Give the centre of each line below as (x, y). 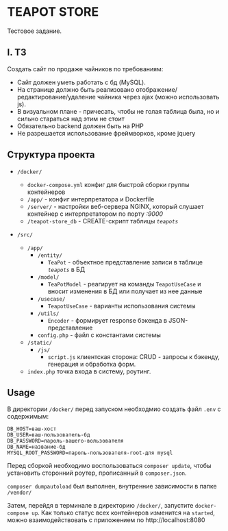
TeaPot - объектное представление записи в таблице (125, 262)
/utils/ (48, 313)
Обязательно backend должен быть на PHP (80, 126)
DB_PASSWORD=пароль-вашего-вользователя (66, 441)
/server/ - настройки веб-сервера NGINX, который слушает (115, 206)
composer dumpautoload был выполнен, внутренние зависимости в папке (112, 486)
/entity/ (50, 255)
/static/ (40, 343)
